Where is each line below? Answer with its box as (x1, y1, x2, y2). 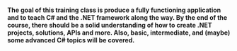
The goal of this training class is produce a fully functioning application (7, 6, 221, 14)
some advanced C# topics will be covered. (7, 35, 135, 44)
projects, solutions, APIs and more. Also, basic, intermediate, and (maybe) (7, 28, 231, 37)
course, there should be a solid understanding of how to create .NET (7, 21, 212, 29)
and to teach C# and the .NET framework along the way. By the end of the (7, 13, 228, 21)
